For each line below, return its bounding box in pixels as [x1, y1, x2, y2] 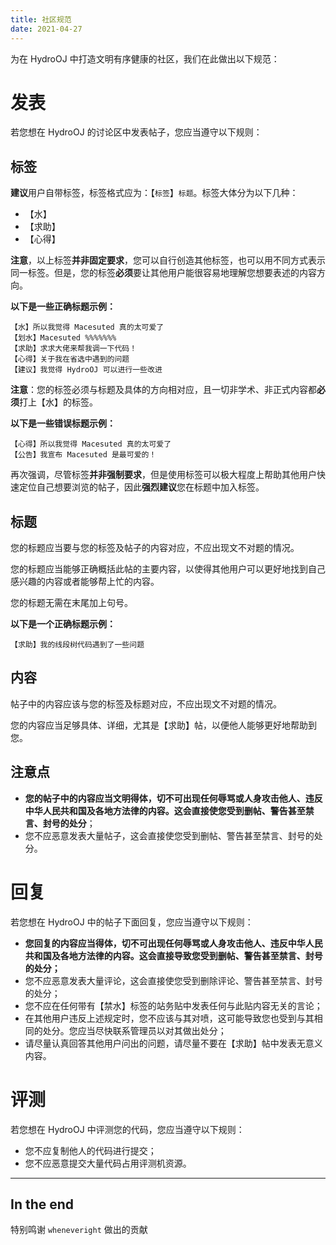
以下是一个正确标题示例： [10, 618, 116, 630]
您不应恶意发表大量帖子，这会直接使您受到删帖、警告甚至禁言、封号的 [24, 829, 315, 841]
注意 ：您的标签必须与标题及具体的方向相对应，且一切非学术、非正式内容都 [10, 384, 317, 396]
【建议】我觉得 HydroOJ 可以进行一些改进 [10, 365, 163, 375]
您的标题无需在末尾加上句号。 [10, 597, 133, 609]
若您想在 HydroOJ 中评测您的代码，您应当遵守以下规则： [10, 1123, 245, 1135]
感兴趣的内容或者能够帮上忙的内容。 [10, 576, 160, 588]
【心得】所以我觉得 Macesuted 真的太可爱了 [10, 439, 172, 450]
